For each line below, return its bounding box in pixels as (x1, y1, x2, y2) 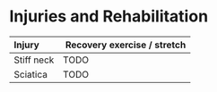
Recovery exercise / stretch (65, 38, 187, 51)
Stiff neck (13, 54, 55, 66)
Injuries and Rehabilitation (9, 6, 209, 27)
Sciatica (13, 68, 48, 80)
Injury (13, 38, 40, 51)
